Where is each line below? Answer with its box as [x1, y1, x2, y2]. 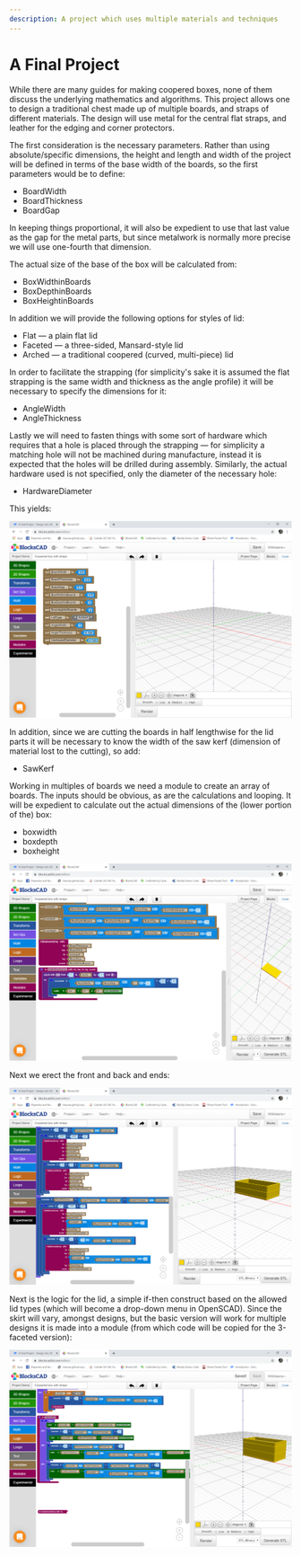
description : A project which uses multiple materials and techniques [9, 14, 279, 23]
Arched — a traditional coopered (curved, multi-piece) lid [21, 349, 234, 359]
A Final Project [9, 54, 120, 75]
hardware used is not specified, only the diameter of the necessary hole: [9, 468, 278, 479]
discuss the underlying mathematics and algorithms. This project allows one [9, 93, 290, 104]
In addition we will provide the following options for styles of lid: [9, 313, 245, 323]
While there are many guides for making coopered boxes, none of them [9, 84, 273, 94]
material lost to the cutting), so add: [9, 746, 141, 756]
